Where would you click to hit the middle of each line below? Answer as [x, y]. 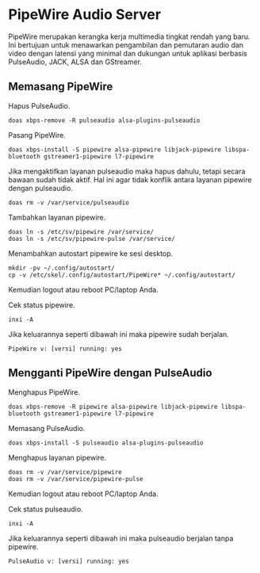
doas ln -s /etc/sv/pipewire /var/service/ [81, 231]
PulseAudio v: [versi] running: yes [69, 561]
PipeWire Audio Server [84, 15]
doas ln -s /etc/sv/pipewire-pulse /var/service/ [92, 239]
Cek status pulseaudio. [46, 509]
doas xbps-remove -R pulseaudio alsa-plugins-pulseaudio [104, 120]
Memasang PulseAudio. [47, 428]
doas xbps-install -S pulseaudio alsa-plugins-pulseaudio [106, 443]
